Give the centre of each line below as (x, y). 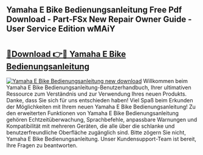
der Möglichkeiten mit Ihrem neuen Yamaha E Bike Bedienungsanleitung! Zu (101, 107)
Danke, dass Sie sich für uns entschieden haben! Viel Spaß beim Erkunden (100, 100)
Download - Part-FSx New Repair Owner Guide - (99, 20)
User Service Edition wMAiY (61, 29)
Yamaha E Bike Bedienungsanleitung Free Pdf (94, 10)
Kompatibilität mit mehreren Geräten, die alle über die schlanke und (91, 126)
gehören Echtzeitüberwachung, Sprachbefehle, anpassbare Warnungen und (102, 120)
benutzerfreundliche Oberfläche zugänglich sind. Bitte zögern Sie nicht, (96, 132)
